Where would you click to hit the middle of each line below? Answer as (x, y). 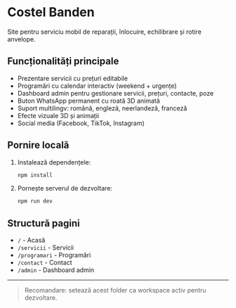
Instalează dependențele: (54, 162)
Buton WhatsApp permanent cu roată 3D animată (88, 101)
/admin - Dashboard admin (56, 270)
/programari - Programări (54, 255)
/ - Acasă (31, 240)
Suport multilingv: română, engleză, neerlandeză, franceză (102, 108)
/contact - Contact (45, 263)
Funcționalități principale (63, 62)
